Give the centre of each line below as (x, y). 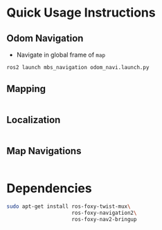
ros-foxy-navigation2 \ (104, 213)
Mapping (26, 89)
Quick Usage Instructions (81, 13)
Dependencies (49, 188)
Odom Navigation (45, 38)
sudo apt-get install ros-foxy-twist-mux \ (69, 207)
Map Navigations (44, 151)
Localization (34, 120)
